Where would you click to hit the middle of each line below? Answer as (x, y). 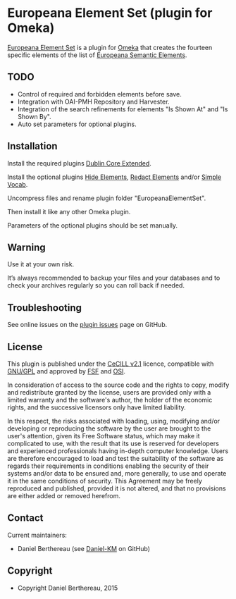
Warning (26, 247)
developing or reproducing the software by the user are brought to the (109, 428)
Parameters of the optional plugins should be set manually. (93, 225)
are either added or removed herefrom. (64, 496)
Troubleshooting (45, 308)
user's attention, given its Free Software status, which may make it (104, 436)
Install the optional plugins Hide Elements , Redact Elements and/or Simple (114, 177)
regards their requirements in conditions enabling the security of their (108, 466)
